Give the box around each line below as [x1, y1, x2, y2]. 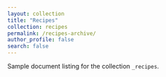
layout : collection [7, 10, 65, 17]
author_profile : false [7, 36, 74, 43]
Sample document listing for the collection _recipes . [7, 62, 160, 70]
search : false [7, 43, 49, 50]
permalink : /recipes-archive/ [7, 29, 97, 37]
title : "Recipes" [7, 17, 59, 24]
